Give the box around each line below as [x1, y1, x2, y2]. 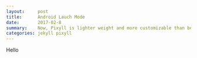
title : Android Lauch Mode [6, 14, 85, 20]
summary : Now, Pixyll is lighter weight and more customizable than [6, 25, 185, 31]
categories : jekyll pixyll [6, 30, 72, 36]
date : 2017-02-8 [6, 19, 62, 25]
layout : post [6, 8, 49, 15]
